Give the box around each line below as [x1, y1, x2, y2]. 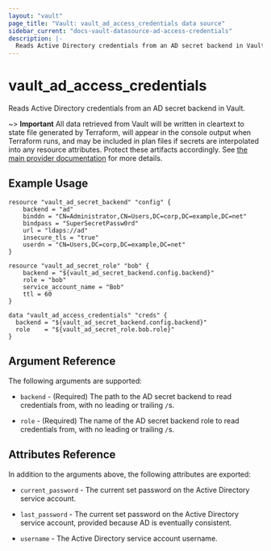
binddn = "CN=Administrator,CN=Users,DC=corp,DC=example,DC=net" [23, 212, 248, 221]
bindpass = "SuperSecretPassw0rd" [23, 219, 139, 227]
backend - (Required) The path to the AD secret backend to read [19, 391, 232, 401]
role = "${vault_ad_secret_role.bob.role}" [15, 325, 175, 334]
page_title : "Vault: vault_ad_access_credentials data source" [8, 19, 226, 27]
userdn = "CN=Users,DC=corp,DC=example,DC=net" [23, 240, 186, 249]
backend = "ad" [23, 205, 74, 213]
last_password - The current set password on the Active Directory [19, 509, 240, 519]
